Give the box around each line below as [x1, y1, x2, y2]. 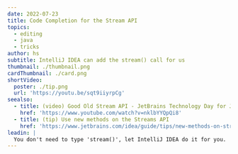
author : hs [7, 50, 40, 57]
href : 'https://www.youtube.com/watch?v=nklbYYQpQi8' [20, 109, 182, 116]
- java [13, 37, 33, 44]
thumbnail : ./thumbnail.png [7, 63, 91, 70]
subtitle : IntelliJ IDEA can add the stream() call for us [7, 57, 186, 64]
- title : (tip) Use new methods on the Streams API [13, 116, 170, 123]
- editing [13, 30, 42, 38]
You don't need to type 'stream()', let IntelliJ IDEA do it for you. [13, 136, 227, 143]
